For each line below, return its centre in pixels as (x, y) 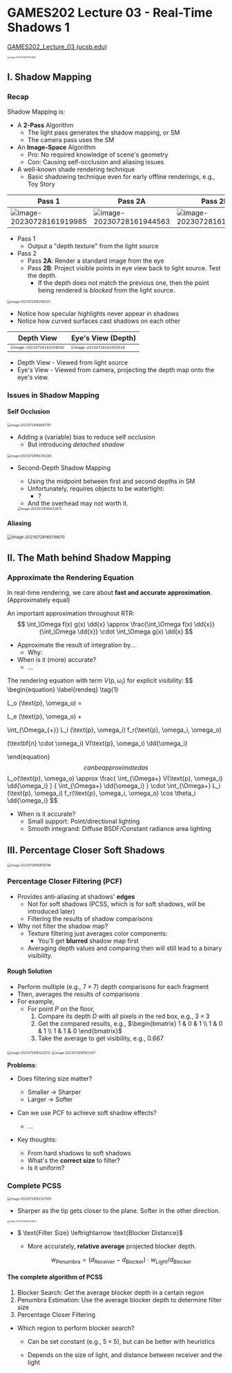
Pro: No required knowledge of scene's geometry (98, 155)
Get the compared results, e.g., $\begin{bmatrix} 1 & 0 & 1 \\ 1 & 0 (130, 1024)
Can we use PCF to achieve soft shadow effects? (87, 1113)
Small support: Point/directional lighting (84, 821)
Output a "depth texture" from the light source (93, 246)
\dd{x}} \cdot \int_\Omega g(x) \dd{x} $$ (135, 631)
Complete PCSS (35, 1185)
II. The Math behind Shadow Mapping (89, 558)
